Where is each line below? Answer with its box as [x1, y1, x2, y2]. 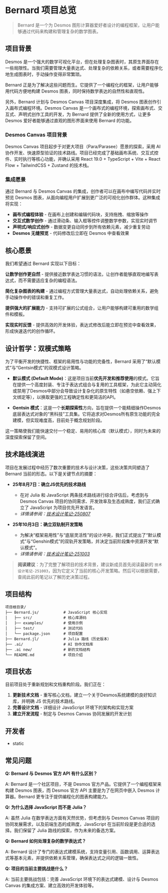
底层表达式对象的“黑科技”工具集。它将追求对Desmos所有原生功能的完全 [12, 411, 160, 417]
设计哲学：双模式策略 [5, 344, 71, 353]
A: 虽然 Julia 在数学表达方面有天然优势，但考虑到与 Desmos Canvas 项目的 [5, 815, 160, 821]
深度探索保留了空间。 [5, 434, 49, 440]
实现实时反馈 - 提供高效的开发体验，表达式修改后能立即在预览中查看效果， [5, 322, 159, 328]
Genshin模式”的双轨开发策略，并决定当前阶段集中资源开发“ [32, 538, 154, 544]
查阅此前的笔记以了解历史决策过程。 [17, 574, 92, 580]
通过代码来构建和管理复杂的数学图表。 [21, 28, 101, 34]
